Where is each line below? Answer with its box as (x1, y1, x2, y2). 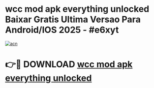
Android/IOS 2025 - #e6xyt (5, 25, 119, 35)
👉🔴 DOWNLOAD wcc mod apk (5, 59, 133, 70)
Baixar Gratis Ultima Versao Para (5, 14, 141, 25)
